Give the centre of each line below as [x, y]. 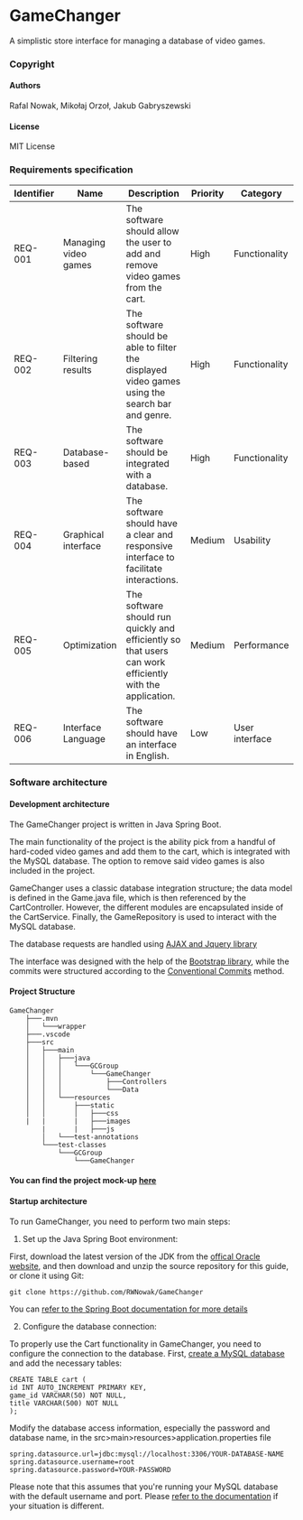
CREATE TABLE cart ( [48, 1379]
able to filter [151, 347]
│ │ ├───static [70, 1105]
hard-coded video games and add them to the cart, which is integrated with [150, 851]
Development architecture [60, 804]
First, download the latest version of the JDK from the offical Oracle [135, 1256]
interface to [150, 557]
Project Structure [42, 992]
